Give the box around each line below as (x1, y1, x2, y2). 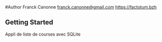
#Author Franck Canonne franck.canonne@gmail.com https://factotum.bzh (5, 4, 157, 10)
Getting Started (5, 18, 54, 26)
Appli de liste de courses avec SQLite (5, 31, 81, 37)
